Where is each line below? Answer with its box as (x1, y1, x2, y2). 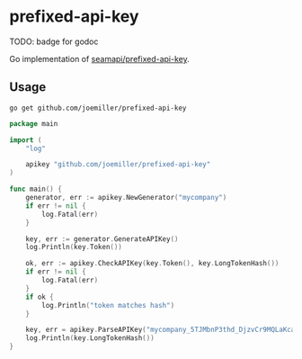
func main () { (9, 184, 63, 194)
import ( (9, 135, 42, 145)
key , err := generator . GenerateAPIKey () (25, 234, 179, 244)
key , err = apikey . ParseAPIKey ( (25, 326, 147, 335)
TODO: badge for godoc (9, 36, 99, 47)
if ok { (25, 292, 54, 301)
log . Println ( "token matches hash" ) (41, 301, 175, 310)
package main (9, 119, 58, 128)
